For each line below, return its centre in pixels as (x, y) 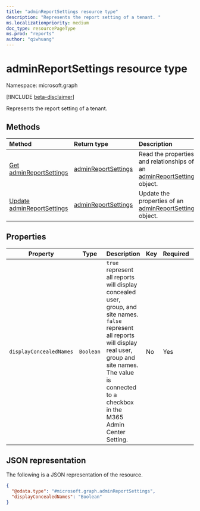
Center (116, 432)
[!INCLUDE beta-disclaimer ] (40, 96)
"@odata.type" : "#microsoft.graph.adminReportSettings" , (84, 491)
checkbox (120, 402)
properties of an (161, 201)
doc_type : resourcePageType (41, 28)
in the (114, 410)
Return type (91, 144)
